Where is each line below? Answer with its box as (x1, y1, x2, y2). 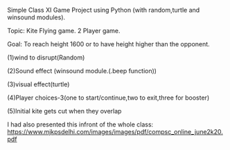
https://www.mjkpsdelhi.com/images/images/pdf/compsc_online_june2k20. (7, 128, 224, 135)
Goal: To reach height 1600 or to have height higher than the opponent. (7, 40, 210, 48)
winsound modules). (7, 13, 66, 21)
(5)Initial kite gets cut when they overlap (7, 107, 122, 115)
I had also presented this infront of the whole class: (7, 120, 154, 129)
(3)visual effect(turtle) (7, 80, 70, 88)
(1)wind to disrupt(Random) (7, 53, 85, 62)
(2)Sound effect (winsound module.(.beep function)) (7, 67, 157, 75)
